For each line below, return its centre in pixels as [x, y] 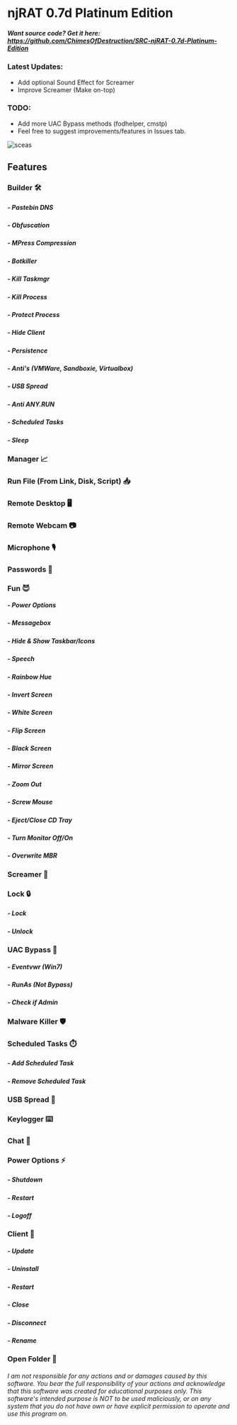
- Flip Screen [27, 730]
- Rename [22, 1340]
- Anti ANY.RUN [31, 404]
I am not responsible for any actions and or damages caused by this [107, 1376]
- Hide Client [26, 333]
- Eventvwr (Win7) [35, 967]
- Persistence [28, 350]
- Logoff [19, 1216]
